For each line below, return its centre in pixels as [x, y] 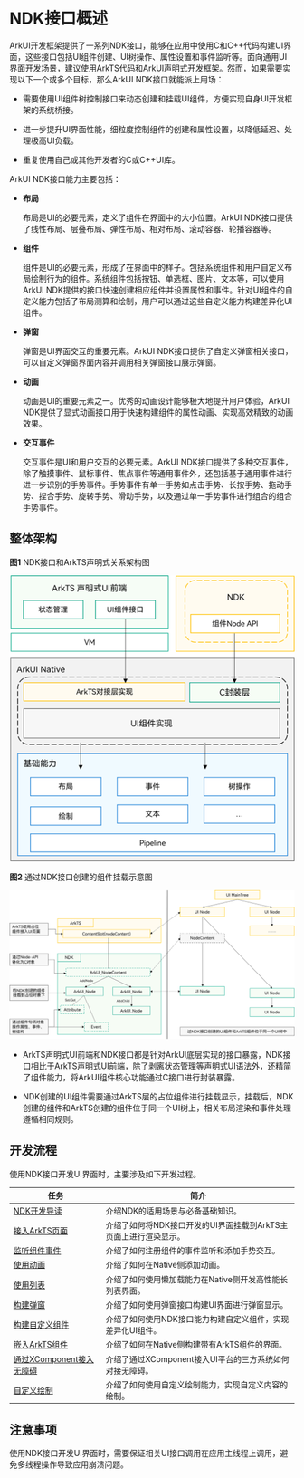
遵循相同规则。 [50, 1118]
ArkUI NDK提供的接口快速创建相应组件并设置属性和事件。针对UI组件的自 [157, 290]
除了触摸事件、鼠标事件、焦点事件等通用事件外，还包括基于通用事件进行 [157, 473]
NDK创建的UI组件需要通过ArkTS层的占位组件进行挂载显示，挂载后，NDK [158, 1096]
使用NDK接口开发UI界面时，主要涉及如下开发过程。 [105, 1174]
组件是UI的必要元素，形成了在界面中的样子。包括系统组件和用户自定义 [153, 267]
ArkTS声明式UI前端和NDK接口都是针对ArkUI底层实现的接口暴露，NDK [152, 1054]
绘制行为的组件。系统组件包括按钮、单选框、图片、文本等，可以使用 [157, 278]
